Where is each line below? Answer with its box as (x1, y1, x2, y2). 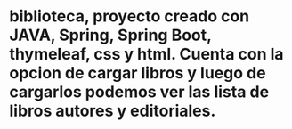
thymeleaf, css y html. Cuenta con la (9, 44, 284, 64)
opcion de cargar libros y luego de (9, 63, 266, 84)
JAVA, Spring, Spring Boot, (9, 25, 212, 45)
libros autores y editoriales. (9, 101, 216, 121)
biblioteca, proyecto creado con (9, 6, 250, 27)
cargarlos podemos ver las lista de (9, 82, 270, 102)
